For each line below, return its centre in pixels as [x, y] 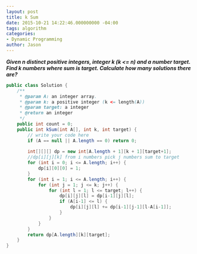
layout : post [22, 12]
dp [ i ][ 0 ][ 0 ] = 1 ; [60, 168]
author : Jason [24, 45]
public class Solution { [37, 85]
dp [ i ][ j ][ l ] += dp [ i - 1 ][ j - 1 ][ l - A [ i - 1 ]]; [121, 207]
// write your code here [58, 135]
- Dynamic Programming [34, 39]
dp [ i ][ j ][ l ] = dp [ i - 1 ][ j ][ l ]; [97, 196]
